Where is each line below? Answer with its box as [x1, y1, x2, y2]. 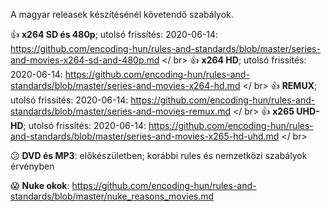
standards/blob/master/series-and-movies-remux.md [10, 105, 231, 117]
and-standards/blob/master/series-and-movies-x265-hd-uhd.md [10, 130, 280, 142]
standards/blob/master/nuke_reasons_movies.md [10, 190, 215, 202]
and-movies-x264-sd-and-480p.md [10, 54, 160, 66]
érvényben [10, 160, 55, 172]
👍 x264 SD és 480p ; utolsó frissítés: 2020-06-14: [10, 29, 219, 40]
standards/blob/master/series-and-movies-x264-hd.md [10, 80, 241, 91]
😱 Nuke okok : [10, 180, 70, 191]
